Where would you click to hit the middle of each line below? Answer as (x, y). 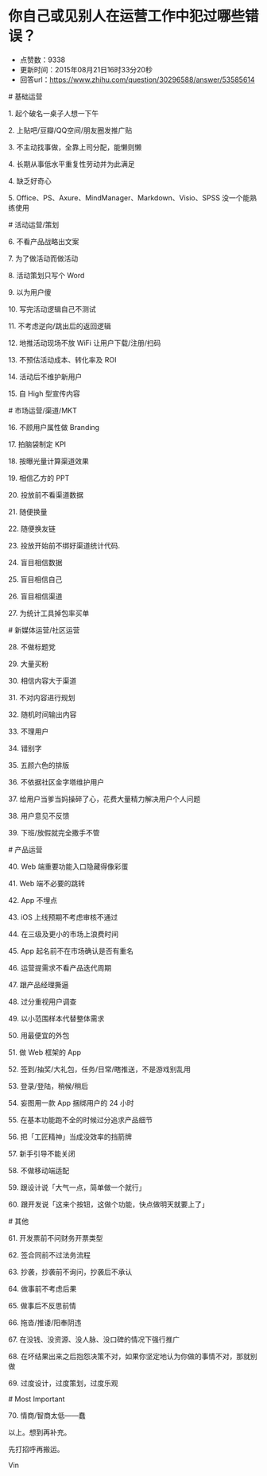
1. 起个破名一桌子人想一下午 (54, 113)
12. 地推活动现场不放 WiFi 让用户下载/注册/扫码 (85, 343)
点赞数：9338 (43, 60)
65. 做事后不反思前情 (43, 1305)
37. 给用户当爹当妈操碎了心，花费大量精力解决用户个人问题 (104, 799)
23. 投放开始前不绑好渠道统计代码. (64, 545)
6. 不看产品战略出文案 (44, 241)
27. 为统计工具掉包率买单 (49, 613)
